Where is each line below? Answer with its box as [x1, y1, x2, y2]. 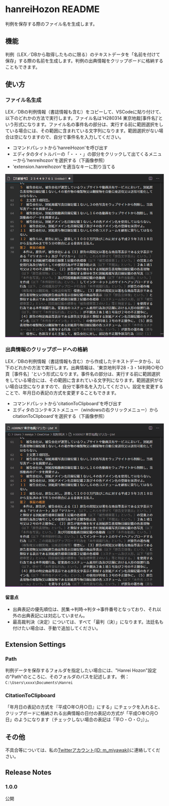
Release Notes [5, 768, 52, 777]
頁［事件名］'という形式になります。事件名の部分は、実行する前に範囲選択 [5, 371, 160, 377]
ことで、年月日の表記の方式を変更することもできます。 [5, 390, 119, 396]
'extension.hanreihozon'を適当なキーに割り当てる [12, 164, 116, 170]
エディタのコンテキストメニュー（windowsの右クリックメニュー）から [12, 407, 158, 413]
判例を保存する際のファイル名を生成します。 [5, 21, 98, 27]
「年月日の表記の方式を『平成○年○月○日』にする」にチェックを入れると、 [5, 704, 162, 710]
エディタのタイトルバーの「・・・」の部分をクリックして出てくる [12, 151, 149, 157]
